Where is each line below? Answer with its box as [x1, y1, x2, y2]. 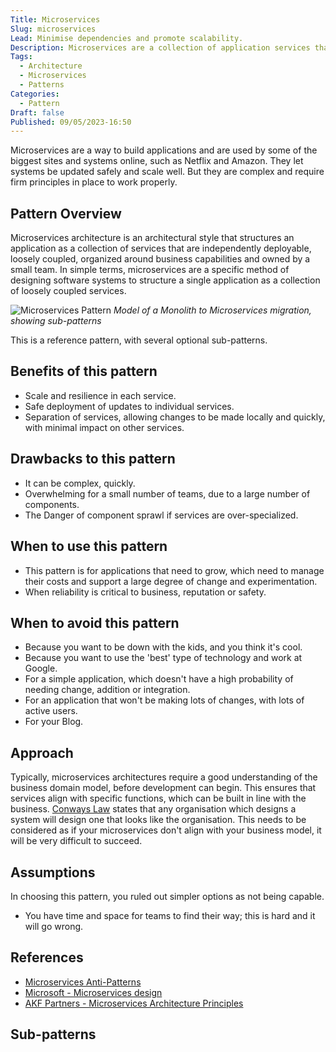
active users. [24, 705, 78, 717]
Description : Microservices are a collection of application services [10, 42, 311, 53]
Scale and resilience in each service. [24, 389, 177, 401]
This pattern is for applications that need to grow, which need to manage [24, 564, 325, 576]
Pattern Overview [10, 205, 122, 222]
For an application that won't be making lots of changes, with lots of [24, 694, 305, 706]
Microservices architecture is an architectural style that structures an [10, 232, 295, 244]
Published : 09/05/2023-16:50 [10, 117, 132, 127]
